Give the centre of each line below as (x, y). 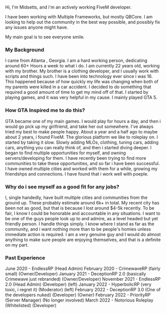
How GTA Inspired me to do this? (45, 110)
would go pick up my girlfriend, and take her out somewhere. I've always (79, 126)
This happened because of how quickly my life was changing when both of (82, 82)
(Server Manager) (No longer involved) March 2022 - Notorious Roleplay (79, 300)
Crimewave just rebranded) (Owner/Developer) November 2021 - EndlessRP (83, 279)
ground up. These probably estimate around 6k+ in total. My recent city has (82, 202)
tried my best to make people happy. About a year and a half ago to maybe (81, 131)
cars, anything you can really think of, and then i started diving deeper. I (79, 147)
